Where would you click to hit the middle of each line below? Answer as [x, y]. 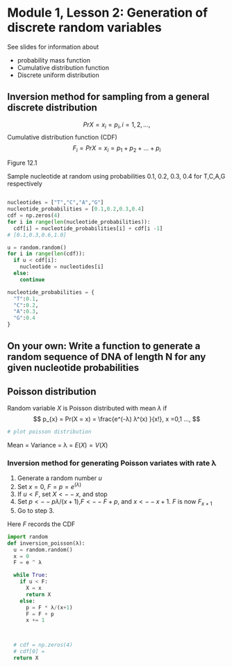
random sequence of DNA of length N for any [107, 357]
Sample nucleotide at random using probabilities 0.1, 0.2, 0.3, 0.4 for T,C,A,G [116, 176]
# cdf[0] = [29, 652]
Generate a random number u [59, 478]
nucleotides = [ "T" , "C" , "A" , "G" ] [56, 203]
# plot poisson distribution [49, 432]
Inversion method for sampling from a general [108, 97]
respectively [25, 184]
